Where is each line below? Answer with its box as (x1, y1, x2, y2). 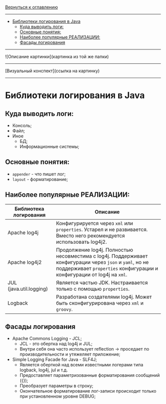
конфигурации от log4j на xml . (56, 271, 127, 278)
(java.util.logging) (7, 285, 48, 292)
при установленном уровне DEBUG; (19, 393, 96, 400)
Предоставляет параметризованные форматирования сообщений (19, 372, 160, 378)
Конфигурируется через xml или (56, 220, 133, 226)
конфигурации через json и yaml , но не (56, 259, 149, 266)
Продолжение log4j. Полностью (56, 246, 133, 253)
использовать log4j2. (56, 238, 107, 245)
